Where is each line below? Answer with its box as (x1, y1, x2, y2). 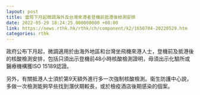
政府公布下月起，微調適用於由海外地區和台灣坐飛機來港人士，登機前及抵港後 (6, 48, 194, 55)
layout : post (6, 8, 39, 15)
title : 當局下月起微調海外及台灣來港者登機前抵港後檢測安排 (6, 14, 136, 20)
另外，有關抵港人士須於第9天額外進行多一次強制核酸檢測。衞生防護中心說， (6, 75, 192, 83)
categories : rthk (6, 31, 49, 37)
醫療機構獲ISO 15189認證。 (6, 63, 73, 70)
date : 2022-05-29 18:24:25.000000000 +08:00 (6, 20, 118, 26)
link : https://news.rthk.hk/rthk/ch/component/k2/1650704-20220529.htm (6, 25, 187, 31)
